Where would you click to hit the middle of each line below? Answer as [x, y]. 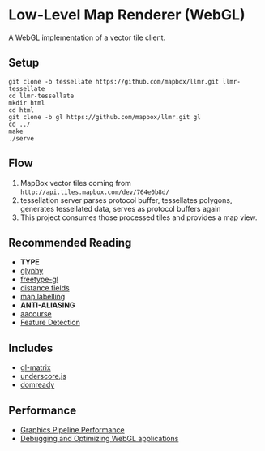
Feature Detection [50, 323]
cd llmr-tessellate [41, 96]
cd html [21, 110]
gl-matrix [35, 367]
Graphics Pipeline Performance [72, 430]
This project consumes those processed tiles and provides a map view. [139, 217]
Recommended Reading [70, 242]
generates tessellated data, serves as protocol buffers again [120, 208]
